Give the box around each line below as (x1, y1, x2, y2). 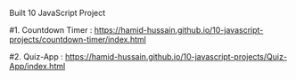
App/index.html (9, 61, 66, 71)
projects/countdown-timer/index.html (9, 35, 147, 44)
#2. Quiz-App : (9, 52, 64, 61)
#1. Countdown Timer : (9, 25, 93, 35)
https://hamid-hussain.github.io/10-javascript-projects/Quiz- (65, 52, 288, 61)
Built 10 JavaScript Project (9, 8, 106, 18)
